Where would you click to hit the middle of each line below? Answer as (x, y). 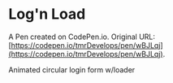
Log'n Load (47, 14)
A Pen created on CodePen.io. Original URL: (82, 37)
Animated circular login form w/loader (72, 69)
